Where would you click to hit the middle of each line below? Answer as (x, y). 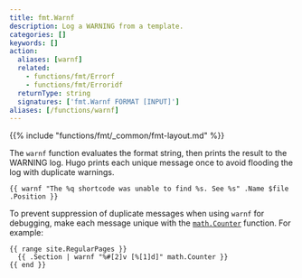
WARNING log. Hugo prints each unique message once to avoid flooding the (151, 162)
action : (24, 51)
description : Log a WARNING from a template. (96, 26)
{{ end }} (28, 265)
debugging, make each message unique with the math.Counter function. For (150, 223)
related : (34, 69)
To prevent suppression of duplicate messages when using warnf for (137, 214)
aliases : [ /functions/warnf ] (64, 110)
